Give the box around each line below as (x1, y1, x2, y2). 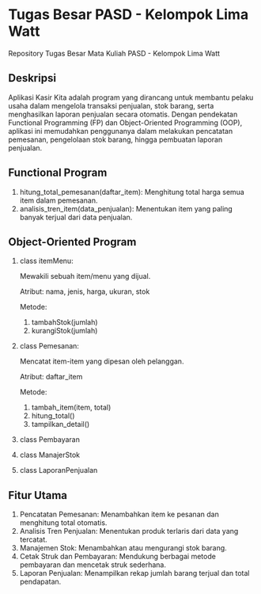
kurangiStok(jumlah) (31, 326, 98, 336)
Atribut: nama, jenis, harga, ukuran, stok (19, 287, 150, 296)
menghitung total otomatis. (19, 518, 108, 527)
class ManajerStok (19, 450, 81, 460)
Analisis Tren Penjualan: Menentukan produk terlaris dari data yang (19, 527, 239, 536)
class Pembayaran (19, 435, 81, 444)
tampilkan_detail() (31, 420, 90, 429)
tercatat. (19, 535, 47, 544)
